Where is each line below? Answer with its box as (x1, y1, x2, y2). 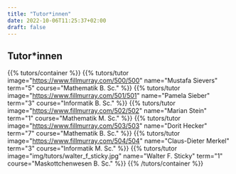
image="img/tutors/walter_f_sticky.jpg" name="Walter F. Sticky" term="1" (7, 152, 223, 161)
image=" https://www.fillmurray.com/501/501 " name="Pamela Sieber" (7, 92, 210, 100)
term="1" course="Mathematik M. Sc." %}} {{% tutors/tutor (7, 114, 181, 123)
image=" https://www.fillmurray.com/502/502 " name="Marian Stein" (7, 107, 208, 115)
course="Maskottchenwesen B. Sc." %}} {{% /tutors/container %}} (7, 159, 204, 168)
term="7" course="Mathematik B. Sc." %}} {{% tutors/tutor (7, 129, 181, 138)
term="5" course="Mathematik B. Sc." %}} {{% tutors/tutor (7, 84, 181, 92)
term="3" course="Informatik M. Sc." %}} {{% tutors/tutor (7, 144, 178, 153)
